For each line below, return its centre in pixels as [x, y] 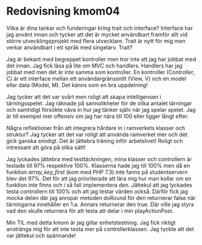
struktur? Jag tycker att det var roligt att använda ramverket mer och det [97, 134]
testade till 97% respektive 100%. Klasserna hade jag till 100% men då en [98, 165]
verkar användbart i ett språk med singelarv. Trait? [69, 47]
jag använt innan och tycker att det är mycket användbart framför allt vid [97, 34]
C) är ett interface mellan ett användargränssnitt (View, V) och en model [96, 78]
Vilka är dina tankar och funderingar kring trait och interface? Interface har [100, 28]
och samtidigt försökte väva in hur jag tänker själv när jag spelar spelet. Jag [101, 109]
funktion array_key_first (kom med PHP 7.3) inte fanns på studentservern [97, 172]
